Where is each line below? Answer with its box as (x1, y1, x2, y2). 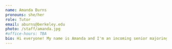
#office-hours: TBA (5, 31, 47, 36)
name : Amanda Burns (5, 7, 47, 13)
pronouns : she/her (5, 12, 45, 17)
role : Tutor (5, 17, 31, 22)
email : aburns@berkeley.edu (5, 21, 66, 27)
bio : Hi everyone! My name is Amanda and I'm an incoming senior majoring (5, 36, 168, 41)
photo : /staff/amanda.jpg (5, 27, 60, 32)
